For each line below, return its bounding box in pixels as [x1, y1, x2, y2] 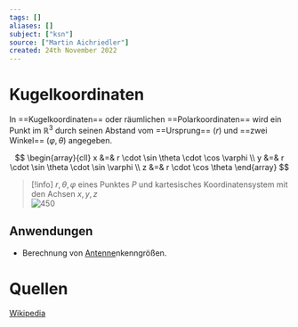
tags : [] [9, 12, 42, 22]
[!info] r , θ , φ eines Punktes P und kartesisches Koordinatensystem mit [30, 179, 288, 190]
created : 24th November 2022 [9, 46, 117, 55]
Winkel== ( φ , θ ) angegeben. [9, 135, 113, 145]
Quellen [9, 278, 68, 298]
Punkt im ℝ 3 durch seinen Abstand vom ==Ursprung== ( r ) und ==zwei [9, 124, 268, 135]
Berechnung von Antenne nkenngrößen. [21, 247, 167, 258]
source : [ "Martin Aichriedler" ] [9, 37, 129, 47]
